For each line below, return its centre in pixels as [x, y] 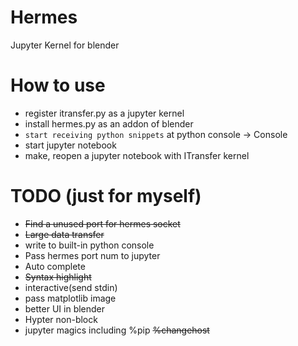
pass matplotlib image [70, 298]
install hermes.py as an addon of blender [109, 123]
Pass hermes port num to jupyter [92, 255]
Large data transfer [64, 234]
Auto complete [55, 266]
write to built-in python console [89, 245]
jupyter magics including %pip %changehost [117, 330]
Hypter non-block [61, 319]
